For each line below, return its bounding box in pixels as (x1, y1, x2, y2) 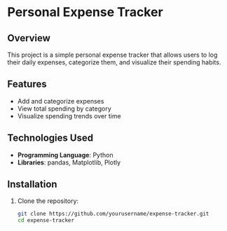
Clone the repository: (17, 197, 79, 205)
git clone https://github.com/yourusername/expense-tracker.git (17, 211, 209, 218)
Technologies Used (7, 132, 93, 144)
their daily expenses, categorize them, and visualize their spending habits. (7, 58, 221, 66)
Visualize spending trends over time (17, 111, 121, 120)
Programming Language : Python (17, 150, 113, 159)
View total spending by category (17, 104, 112, 113)
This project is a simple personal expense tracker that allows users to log (7, 50, 218, 59)
